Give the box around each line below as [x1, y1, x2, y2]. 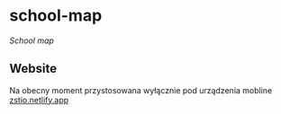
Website [9, 61, 57, 76]
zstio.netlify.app [9, 94, 69, 105]
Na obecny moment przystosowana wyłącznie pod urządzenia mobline [9, 84, 273, 95]
